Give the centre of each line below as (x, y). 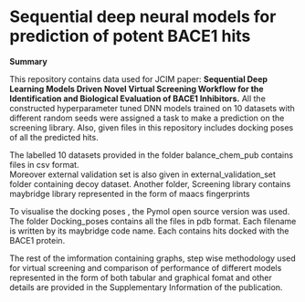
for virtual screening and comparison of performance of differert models (146, 267)
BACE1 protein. (37, 240)
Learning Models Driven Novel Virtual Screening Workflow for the (137, 89)
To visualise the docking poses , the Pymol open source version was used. (150, 211)
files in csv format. (44, 164)
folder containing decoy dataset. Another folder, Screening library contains (150, 183)
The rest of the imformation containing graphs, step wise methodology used (153, 258)
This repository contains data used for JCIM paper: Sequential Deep (138, 78)
